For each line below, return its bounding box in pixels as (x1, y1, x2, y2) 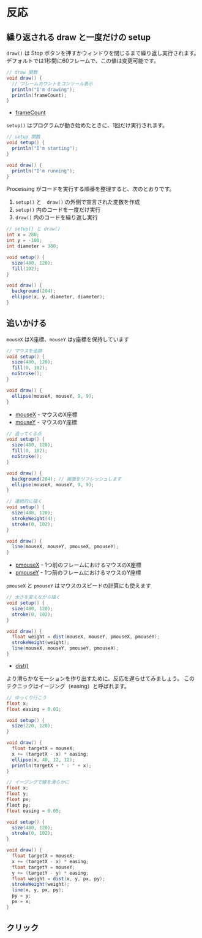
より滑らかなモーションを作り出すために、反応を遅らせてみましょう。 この (6, 675, 195, 682)
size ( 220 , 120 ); (12, 723, 53, 729)
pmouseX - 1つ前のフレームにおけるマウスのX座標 (15, 561, 142, 568)
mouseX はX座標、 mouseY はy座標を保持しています (6, 335, 130, 343)
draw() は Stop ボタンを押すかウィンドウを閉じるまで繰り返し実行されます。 (6, 50, 200, 56)
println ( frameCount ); (12, 92, 67, 98)
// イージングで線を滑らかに (6, 779, 69, 786)
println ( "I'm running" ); (12, 168, 75, 174)
